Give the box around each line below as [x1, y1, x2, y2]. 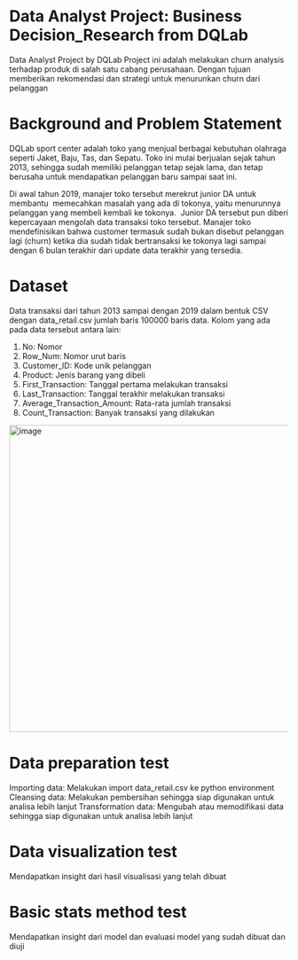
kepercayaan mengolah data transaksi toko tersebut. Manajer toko [9, 216, 251, 227]
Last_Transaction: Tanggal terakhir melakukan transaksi [21, 388, 225, 399]
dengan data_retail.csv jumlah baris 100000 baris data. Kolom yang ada [9, 315, 271, 325]
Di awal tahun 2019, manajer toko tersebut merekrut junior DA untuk [9, 188, 257, 199]
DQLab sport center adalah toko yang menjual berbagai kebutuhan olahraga [9, 143, 286, 153]
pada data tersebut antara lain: [9, 324, 122, 334]
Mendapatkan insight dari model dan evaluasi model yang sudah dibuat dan [9, 931, 286, 941]
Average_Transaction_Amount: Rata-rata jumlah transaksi [21, 397, 231, 409]
